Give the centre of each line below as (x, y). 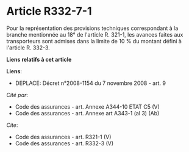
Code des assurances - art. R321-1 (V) (63, 137)
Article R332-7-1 (49, 11)
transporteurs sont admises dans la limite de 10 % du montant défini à (94, 41)
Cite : (12, 125)
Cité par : (17, 95)
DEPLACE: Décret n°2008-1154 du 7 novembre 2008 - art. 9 (91, 83)
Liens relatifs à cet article (39, 59)
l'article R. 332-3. (28, 48)
